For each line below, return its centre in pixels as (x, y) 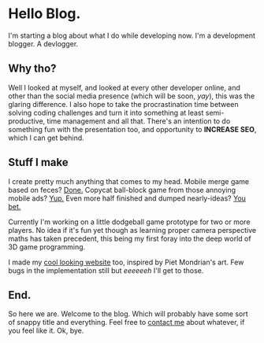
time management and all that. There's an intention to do (139, 121)
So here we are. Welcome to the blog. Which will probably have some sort (128, 314)
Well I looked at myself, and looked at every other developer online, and (124, 87)
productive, (27, 121)
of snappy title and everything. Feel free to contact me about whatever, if (126, 323)
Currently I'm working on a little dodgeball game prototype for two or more (129, 222)
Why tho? (32, 69)
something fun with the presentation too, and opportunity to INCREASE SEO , (132, 129)
